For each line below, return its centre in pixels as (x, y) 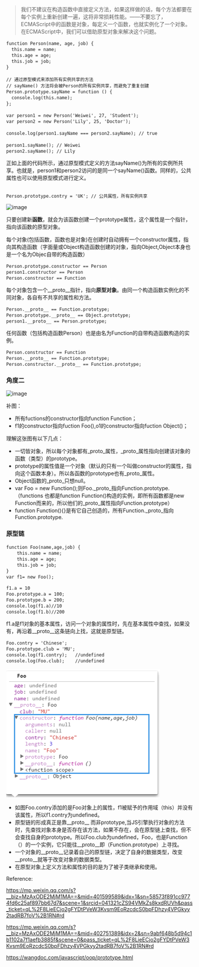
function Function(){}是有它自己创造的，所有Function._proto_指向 (94, 511)
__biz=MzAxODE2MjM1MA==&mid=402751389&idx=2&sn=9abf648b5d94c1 (99, 933)
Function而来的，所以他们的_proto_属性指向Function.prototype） (94, 503)
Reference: (20, 878)
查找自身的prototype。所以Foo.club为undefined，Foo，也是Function (104, 837)
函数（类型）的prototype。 (48, 459)
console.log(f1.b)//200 (36, 612)
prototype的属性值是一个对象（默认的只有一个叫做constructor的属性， (100, 466)
